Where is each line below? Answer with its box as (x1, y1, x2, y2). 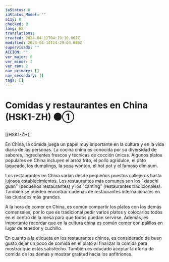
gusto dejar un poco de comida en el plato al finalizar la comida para (5, 240, 148, 246)
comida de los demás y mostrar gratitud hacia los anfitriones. (5, 251, 133, 257)
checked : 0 (5, 21, 28, 27)
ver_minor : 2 (5, 59, 33, 64)
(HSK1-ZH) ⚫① (5, 111, 75, 123)
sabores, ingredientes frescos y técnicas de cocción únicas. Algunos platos (5, 152, 162, 158)
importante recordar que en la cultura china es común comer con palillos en (5, 220, 163, 226)
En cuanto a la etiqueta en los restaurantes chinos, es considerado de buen (5, 235, 162, 241)
